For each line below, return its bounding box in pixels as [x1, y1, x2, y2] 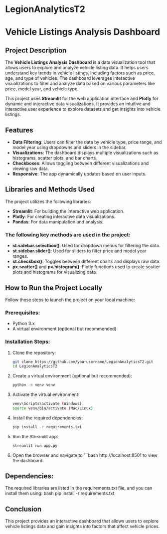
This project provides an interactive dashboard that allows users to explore [5, 518, 159, 524]
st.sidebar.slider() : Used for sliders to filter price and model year [12, 248, 147, 254]
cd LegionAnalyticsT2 [12, 364, 57, 369]
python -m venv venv [12, 382, 55, 387]
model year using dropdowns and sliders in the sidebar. [12, 145, 127, 150]
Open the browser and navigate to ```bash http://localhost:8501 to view [12, 452, 158, 458]
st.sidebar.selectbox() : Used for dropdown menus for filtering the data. [12, 243, 161, 249]
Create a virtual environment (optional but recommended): [12, 373, 132, 379]
